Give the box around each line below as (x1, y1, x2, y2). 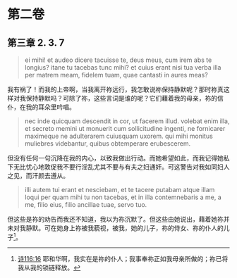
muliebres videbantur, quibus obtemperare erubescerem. (24, 139, 191, 148)
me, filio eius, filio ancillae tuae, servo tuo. (24, 201, 147, 208)
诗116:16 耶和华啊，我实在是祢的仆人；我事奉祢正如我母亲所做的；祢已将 (17, 254, 229, 263)
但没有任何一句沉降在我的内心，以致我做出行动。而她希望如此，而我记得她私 (7, 154, 230, 162)
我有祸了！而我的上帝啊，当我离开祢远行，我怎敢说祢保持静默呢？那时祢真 (7, 85, 224, 94)
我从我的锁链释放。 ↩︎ (17, 263, 81, 272)
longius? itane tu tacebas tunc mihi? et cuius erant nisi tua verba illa (24, 63, 221, 71)
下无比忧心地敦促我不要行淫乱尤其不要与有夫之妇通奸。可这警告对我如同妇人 (7, 163, 230, 171)
